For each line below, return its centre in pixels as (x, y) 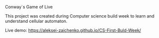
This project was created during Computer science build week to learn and (80, 16)
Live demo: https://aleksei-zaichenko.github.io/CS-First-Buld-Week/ (73, 30)
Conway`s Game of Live (29, 7)
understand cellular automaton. (36, 21)
